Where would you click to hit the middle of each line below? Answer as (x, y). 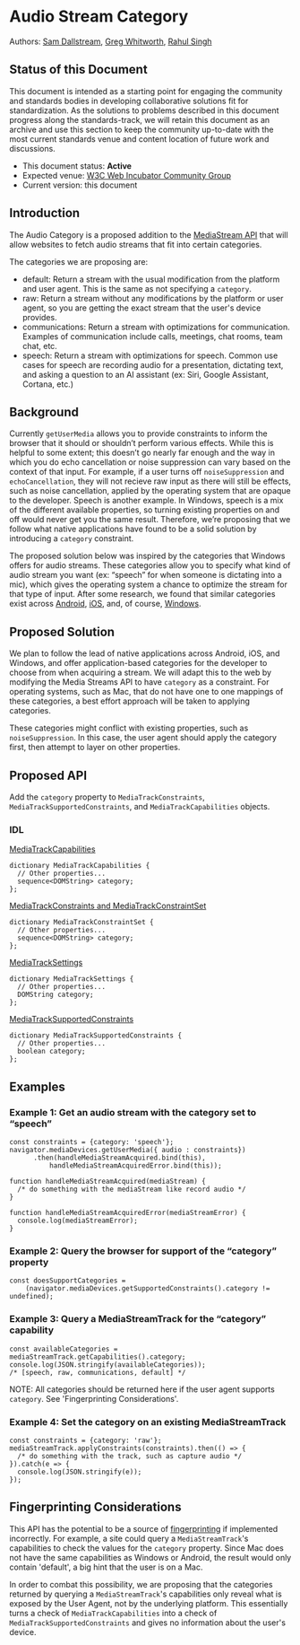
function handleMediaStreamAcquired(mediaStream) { (107, 1181)
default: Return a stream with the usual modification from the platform (151, 279)
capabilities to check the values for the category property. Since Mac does (146, 1548)
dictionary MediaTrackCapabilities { (80, 866)
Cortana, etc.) (48, 384)
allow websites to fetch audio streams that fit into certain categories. (136, 244)
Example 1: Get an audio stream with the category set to (133, 1112)
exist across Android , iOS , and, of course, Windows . (105, 604)
